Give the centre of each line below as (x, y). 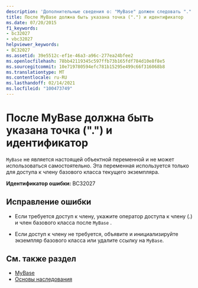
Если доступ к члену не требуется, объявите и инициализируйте (96, 234)
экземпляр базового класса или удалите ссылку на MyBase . (89, 240)
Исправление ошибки (49, 202)
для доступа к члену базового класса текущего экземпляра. (83, 171)
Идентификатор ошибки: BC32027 (51, 183)
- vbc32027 (20, 39)
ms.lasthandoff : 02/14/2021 (41, 83)
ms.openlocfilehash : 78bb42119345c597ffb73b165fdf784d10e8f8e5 (86, 61)
